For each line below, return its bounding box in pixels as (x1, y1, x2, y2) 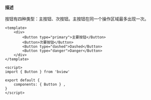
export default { (5, 78, 40, 83)
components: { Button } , (14, 82, 66, 87)
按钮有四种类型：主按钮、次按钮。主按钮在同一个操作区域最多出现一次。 (5, 16, 149, 22)
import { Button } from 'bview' (5, 70, 70, 75)
